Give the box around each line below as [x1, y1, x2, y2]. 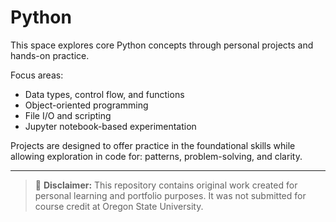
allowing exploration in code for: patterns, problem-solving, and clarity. [10, 150, 303, 162]
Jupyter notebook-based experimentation [24, 120, 197, 132]
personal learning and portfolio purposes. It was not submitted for [34, 189, 307, 201]
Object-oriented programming [24, 99, 149, 111]
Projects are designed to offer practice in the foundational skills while [10, 139, 296, 151]
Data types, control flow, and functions [24, 88, 185, 100]
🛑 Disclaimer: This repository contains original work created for [34, 179, 298, 191]
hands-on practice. [10, 49, 90, 61]
